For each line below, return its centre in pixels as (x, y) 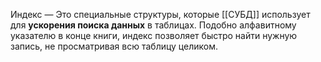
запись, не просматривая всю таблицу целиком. (114, 46)
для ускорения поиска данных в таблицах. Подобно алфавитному (153, 25)
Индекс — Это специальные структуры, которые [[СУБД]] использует (160, 14)
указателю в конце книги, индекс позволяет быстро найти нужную (154, 35)
